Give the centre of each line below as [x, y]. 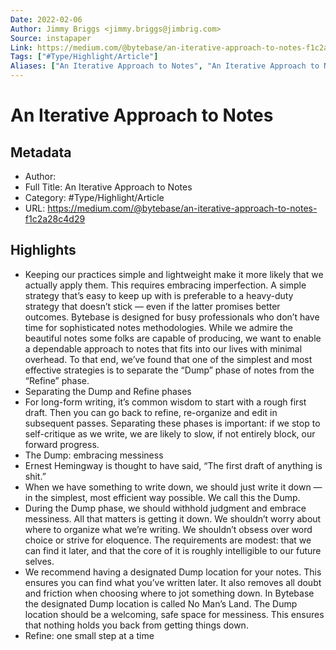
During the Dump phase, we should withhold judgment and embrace [165, 508]
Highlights [43, 250]
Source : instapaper [51, 38]
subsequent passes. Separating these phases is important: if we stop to [172, 423]
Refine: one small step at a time [89, 635]
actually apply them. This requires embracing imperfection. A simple [165, 285]
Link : [21, 47]
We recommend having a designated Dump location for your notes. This [173, 572]
